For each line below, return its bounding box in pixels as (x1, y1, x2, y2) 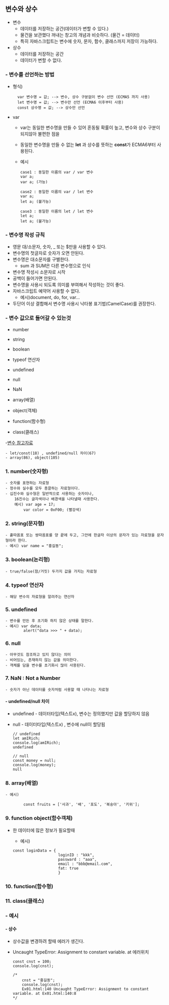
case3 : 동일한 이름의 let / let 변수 (20, 209, 94, 214)
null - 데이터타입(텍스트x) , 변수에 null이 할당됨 (12, 721, 105, 727)
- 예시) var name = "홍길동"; (5, 543, 64, 549)
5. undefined (5, 606, 37, 613)
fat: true (58, 865, 79, 871)
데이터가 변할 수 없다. (20, 57, 62, 63)
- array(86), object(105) (5, 455, 60, 460)
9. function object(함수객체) (5, 815, 73, 822)
